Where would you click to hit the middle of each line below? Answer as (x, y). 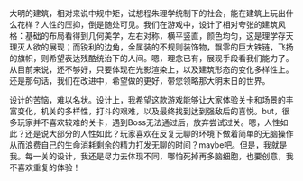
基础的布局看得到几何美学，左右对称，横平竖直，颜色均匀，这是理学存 (155, 36)
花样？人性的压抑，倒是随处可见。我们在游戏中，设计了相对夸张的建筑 (147, 24)
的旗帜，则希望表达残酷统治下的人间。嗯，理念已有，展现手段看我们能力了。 (151, 58)
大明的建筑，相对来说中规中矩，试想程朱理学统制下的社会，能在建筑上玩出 (147, 13)
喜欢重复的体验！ (49, 167)
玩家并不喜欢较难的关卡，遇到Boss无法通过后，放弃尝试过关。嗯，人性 (149, 122)
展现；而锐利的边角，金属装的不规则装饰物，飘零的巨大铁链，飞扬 (171, 47)
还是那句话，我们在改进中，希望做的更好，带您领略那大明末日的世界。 (140, 81)
